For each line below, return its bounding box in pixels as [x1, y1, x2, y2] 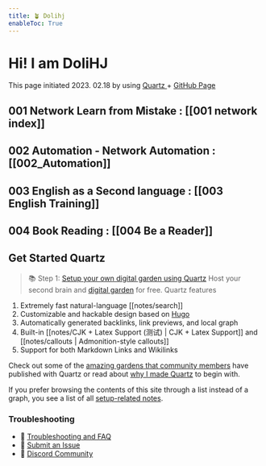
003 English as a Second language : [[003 [8, 184, 223, 198]
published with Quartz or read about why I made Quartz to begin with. [8, 368, 240, 379]
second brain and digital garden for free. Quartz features [27, 285, 217, 294]
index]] [8, 116, 46, 130]
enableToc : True [8, 19, 63, 27]
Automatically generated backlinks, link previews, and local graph [19, 318, 239, 327]
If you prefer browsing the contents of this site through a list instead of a [8, 385, 248, 394]
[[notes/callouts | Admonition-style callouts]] [19, 336, 169, 346]
